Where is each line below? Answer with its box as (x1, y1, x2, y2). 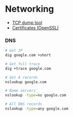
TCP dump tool (12, 20, 42, 25)
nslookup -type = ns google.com (5, 93, 67, 98)
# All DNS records (5, 102, 42, 107)
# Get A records (5, 75, 38, 80)
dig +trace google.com (5, 66, 51, 71)
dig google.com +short (5, 53, 51, 58)
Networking (5, 3, 55, 15)
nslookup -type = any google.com (5, 106, 69, 111)
